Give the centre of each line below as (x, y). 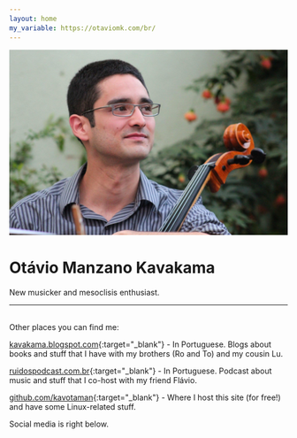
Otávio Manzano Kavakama (112, 268)
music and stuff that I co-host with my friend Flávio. (103, 380)
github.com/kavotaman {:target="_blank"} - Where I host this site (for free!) (145, 397)
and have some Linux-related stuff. (72, 407)
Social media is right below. (59, 424)
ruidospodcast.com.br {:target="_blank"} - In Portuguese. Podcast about (141, 371)
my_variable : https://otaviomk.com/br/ (83, 28)
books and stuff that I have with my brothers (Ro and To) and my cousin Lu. (146, 354)
